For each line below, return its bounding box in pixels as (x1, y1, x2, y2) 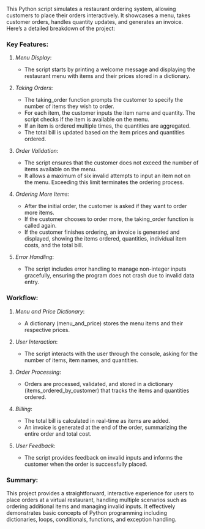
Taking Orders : (15, 84, 53, 91)
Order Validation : (15, 147, 59, 155)
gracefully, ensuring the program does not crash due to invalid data (24, 272, 195, 279)
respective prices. (24, 326, 70, 333)
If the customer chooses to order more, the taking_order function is (24, 215, 194, 223)
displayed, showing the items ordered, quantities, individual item (24, 235, 187, 242)
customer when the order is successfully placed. (24, 460, 148, 468)
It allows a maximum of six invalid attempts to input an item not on (24, 172, 191, 180)
